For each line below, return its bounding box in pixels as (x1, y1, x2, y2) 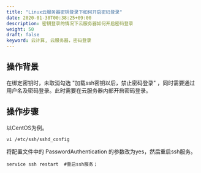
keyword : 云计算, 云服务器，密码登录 (6, 37, 92, 44)
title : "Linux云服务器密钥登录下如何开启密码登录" (6, 9, 123, 15)
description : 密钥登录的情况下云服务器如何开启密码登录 (6, 20, 134, 26)
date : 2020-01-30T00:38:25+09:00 (6, 15, 92, 21)
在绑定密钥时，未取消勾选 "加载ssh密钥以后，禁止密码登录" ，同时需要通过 (6, 79, 195, 87)
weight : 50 (6, 26, 34, 33)
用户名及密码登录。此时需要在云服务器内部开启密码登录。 (6, 87, 151, 94)
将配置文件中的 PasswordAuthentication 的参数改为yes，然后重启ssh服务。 (6, 148, 196, 155)
